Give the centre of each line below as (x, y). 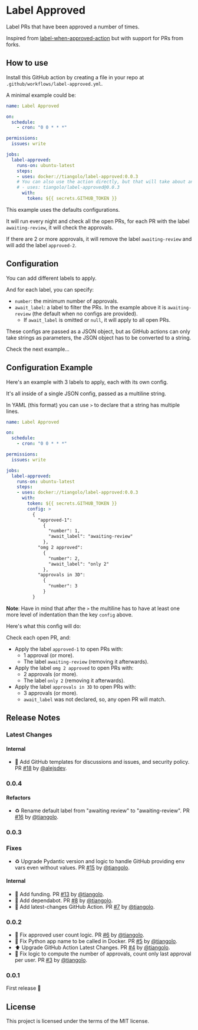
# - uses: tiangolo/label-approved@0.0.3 (68, 188)
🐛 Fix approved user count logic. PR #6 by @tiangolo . (79, 935)
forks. (13, 44)
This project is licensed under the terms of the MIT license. (77, 1021)
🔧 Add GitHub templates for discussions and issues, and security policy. (102, 762)
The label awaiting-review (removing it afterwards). (86, 661)
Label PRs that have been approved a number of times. (73, 27)
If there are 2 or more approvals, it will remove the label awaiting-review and (99, 239)
